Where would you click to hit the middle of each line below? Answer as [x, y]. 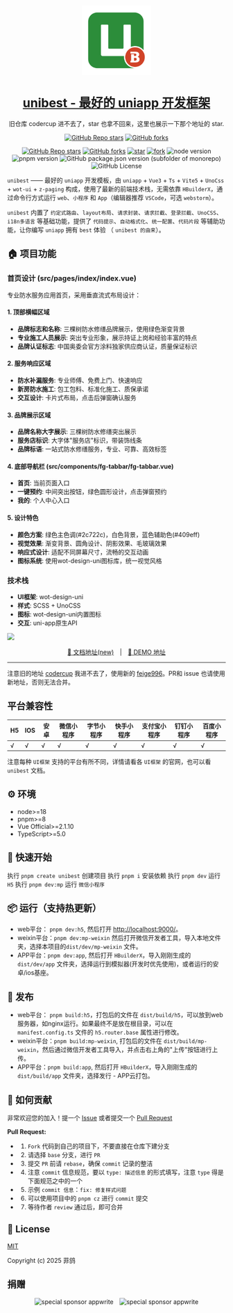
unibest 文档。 [28, 770]
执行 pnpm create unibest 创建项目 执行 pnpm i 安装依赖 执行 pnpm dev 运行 [114, 875]
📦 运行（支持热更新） [54, 908]
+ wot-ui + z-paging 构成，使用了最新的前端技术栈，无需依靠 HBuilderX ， [112, 189]
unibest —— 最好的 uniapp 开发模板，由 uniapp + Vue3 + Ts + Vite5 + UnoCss [115, 180]
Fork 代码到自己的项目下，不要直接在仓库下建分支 [98, 1146]
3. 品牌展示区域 [29, 415]
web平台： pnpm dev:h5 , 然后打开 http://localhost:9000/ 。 [100, 929]
